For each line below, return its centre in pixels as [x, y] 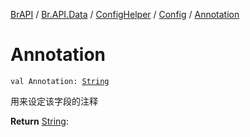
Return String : [39, 121]
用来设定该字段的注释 [54, 101]
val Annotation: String [60, 81]
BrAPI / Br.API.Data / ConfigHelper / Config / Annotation [125, 14]
